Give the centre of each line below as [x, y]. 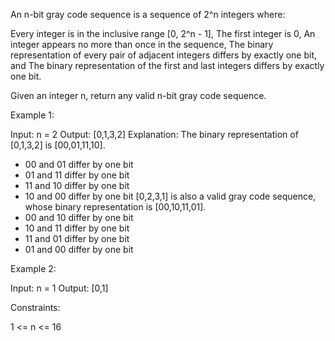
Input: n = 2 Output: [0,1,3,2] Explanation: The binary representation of [154, 134]
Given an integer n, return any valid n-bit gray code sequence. [138, 95]
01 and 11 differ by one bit [77, 175]
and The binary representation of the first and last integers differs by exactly [167, 65]
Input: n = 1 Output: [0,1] [59, 288]
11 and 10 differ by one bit [77, 185]
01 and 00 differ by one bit [79, 249]
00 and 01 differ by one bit [79, 164]
